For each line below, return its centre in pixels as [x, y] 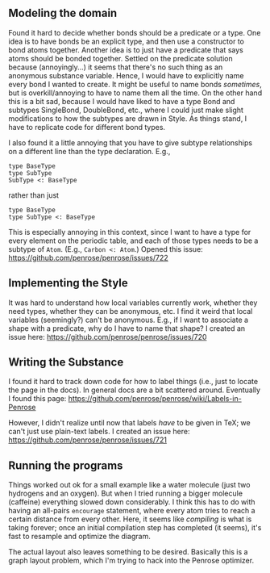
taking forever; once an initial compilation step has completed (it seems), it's [135, 528]
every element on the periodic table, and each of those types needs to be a [133, 240]
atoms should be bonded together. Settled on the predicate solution [120, 58]
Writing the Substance [66, 362]
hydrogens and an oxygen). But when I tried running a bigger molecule [126, 494]
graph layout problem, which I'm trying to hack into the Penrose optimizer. [131, 561]
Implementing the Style [69, 283]
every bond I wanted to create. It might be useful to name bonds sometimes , [135, 84]
